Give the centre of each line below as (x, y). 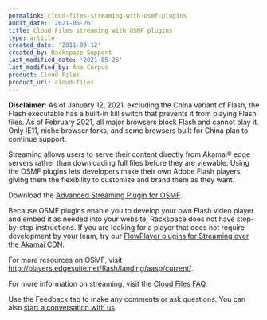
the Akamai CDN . (37, 244)
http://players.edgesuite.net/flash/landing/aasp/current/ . (101, 268)
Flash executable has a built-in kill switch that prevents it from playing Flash (132, 113)
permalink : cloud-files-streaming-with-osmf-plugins (98, 16)
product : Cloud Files (44, 75)
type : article (32, 38)
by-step (21, 227)
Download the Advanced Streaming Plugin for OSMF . (95, 195)
